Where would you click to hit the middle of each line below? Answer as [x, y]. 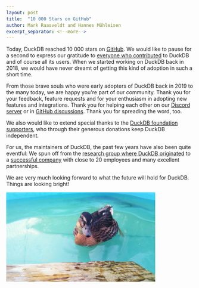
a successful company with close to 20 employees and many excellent [93, 160]
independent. [23, 136]
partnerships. [23, 166]
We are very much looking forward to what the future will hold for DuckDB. [98, 178]
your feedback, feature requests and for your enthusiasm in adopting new [97, 99]
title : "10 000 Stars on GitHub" [49, 19]
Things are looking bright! [38, 184]
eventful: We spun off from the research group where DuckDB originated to [98, 154]
